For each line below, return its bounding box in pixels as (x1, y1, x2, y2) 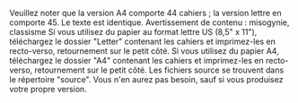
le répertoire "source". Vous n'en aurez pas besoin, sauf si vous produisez (9, 74, 284, 84)
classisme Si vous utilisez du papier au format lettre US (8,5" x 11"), (9, 27, 258, 37)
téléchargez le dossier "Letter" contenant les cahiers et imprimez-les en (9, 36, 276, 47)
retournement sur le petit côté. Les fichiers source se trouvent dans (34, 64, 285, 75)
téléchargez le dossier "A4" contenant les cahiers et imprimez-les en (9, 56, 265, 65)
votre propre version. (9, 84, 87, 94)
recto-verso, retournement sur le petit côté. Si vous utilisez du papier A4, (9, 46, 280, 56)
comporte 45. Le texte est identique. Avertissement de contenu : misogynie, (9, 17, 290, 28)
